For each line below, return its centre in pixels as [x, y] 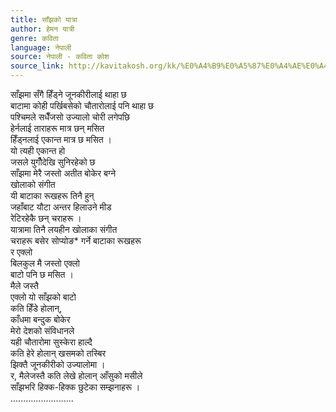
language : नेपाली [41, 47]
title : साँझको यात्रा [44, 19]
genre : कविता [34, 38]
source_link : [37, 66]
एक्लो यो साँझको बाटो [43, 297]
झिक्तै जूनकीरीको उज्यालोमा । [58, 364]
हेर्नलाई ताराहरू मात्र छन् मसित [57, 128]
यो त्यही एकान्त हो [38, 150]
